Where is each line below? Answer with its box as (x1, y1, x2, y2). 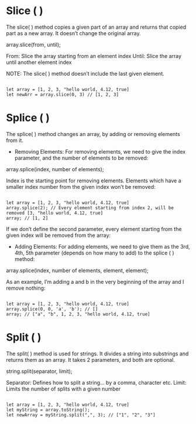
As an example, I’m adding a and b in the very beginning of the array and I (6, 278, 184, 285)
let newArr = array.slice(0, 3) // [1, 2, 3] (6, 91, 119, 97)
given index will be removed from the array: (6, 232, 111, 239)
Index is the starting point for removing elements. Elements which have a (6, 177, 181, 184)
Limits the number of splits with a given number (6, 385, 121, 392)
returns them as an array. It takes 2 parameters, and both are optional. (6, 356, 176, 363)
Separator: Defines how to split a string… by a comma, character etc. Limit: (6, 379, 187, 386)
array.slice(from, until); (6, 41, 61, 48)
